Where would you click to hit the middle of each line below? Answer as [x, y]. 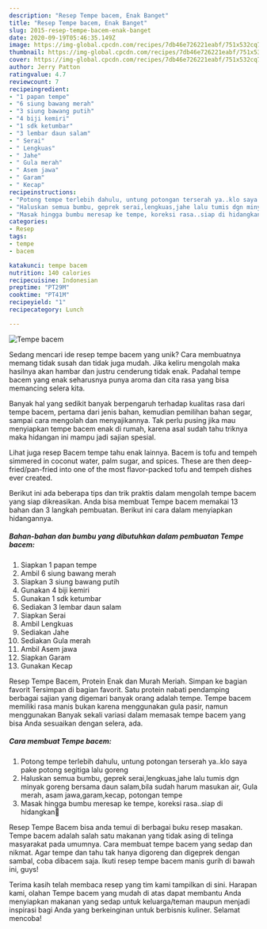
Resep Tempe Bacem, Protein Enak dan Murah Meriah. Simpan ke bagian [128, 681]
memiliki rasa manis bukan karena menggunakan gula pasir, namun [118, 706]
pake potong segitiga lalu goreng [74, 770]
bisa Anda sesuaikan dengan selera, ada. [76, 723]
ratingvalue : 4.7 [38, 74]
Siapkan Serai [43, 615]
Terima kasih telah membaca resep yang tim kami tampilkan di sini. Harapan [133, 885]
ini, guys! [24, 869]
